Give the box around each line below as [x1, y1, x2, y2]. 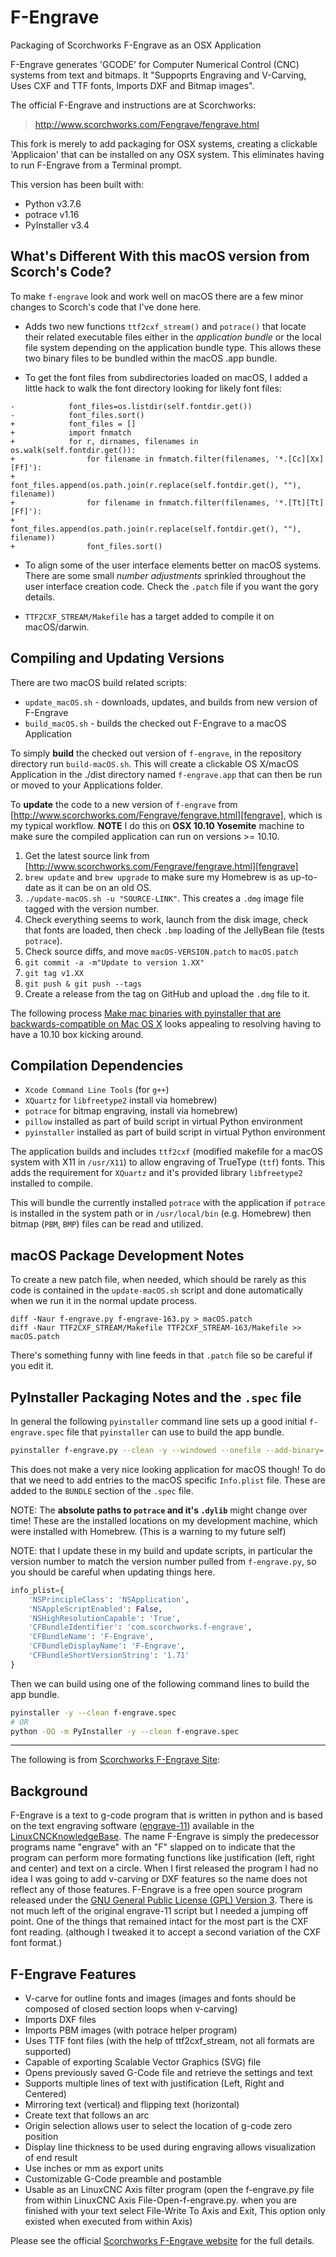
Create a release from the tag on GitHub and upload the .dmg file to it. [24, 987, 310, 1000]
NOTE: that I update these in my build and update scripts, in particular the [10, 1544, 313, 1556]
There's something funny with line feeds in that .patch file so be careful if [10, 1349, 313, 1361]
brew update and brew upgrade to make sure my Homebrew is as [24, 871, 289, 883]
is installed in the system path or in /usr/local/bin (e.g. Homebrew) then [10, 1207, 312, 1220]
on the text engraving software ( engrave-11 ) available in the [10, 1820, 255, 1832]
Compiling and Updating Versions [10, 650, 225, 667]
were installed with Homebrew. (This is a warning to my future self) [10, 1525, 287, 1537]
